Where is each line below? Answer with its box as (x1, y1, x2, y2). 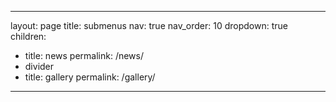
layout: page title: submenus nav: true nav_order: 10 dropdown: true (10, 20, 288, 31)
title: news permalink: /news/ (24, 50, 145, 61)
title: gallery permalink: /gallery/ (24, 71, 156, 83)
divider (24, 61, 55, 72)
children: (10, 31, 47, 42)
